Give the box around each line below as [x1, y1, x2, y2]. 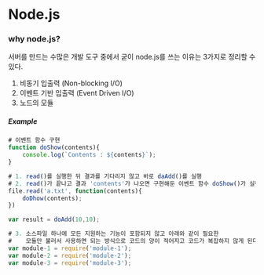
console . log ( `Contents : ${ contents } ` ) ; [22, 151, 156, 159]
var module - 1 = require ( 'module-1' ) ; [8, 244, 132, 252]
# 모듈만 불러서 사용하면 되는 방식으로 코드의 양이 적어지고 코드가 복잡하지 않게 [8, 237, 244, 245]
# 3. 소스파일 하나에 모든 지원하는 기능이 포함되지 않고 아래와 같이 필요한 [8, 230, 219, 238]
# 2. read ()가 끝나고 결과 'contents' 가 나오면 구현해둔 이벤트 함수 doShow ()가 [8, 179, 246, 187]
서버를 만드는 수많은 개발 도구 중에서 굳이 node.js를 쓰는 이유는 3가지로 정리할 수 [8, 52, 256, 62]
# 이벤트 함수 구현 [8, 136, 60, 144]
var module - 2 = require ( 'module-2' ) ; [8, 251, 132, 259]
